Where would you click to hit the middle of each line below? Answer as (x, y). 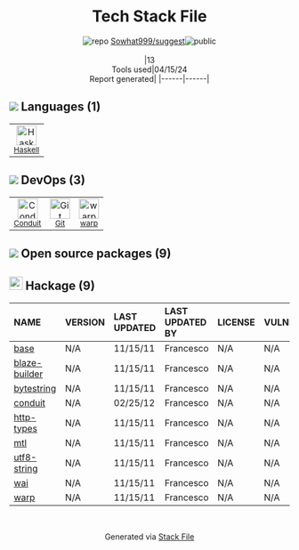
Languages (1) (61, 107)
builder (28, 374)
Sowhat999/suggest (148, 41)
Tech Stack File (149, 16)
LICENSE (236, 322)
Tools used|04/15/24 (149, 69)
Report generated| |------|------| (149, 78)
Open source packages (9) (96, 253)
